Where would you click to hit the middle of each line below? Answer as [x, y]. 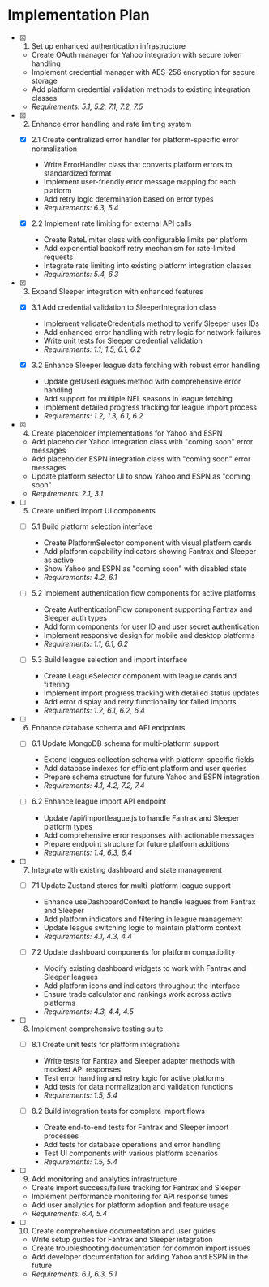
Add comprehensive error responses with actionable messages [149, 835]
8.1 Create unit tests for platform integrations [105, 1044]
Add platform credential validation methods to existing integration [141, 89]
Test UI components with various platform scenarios [130, 1153]
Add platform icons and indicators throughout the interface [142, 986]
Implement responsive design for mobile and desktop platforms [149, 635]
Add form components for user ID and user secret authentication [152, 626]
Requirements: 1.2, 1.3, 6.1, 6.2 [93, 416]
